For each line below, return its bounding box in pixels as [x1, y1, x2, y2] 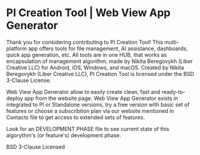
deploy [6, 95, 23, 102]
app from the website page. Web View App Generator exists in [24, 95, 178, 102]
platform [6, 45, 27, 52]
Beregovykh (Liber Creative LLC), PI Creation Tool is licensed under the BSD [6, 70, 195, 77]
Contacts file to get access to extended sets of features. [6, 114, 145, 121]
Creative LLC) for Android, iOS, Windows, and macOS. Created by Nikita [6, 63, 184, 71]
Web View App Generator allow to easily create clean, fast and [6, 88, 160, 95]
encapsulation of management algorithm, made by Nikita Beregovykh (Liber [6, 57, 193, 65]
